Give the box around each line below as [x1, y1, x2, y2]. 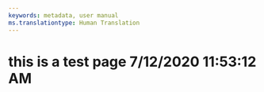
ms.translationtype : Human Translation [8, 19, 140, 27]
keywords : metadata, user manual [8, 11, 119, 20]
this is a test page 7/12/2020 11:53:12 [8, 53, 257, 71]
